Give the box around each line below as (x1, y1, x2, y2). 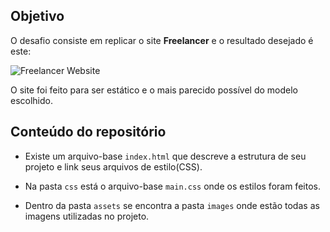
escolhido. (10, 94, 54, 106)
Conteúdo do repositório (10, 124, 167, 141)
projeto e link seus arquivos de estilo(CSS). (24, 160, 203, 173)
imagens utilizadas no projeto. (24, 210, 150, 222)
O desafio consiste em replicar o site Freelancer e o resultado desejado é (10, 34, 314, 46)
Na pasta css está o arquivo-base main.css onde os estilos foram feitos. (24, 180, 321, 192)
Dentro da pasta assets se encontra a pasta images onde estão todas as (24, 199, 320, 211)
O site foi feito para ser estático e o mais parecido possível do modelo (10, 84, 298, 96)
